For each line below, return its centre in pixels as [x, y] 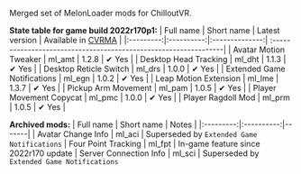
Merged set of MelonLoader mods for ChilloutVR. [100, 13]
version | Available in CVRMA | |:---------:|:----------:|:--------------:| [139, 40]
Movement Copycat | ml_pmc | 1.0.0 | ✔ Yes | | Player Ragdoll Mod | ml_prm [150, 97]
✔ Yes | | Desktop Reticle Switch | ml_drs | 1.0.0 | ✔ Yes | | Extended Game [147, 69]
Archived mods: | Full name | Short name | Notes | [103, 124]
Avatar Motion [259, 50]
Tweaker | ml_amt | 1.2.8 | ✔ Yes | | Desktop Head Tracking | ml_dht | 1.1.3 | [148, 59]
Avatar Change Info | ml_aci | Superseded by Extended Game [147, 134]
